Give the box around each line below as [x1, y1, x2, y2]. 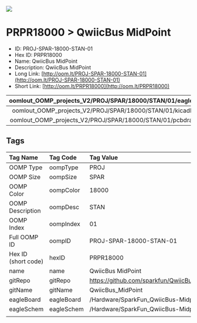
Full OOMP [9, 233, 39, 241]
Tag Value [89, 153, 118, 161]
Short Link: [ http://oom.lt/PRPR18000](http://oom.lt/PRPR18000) [14, 82, 170, 89]
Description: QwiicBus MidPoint [14, 63, 91, 70]
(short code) [9, 257, 44, 265]
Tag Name [9, 153, 38, 161]
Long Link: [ [14, 70, 44, 77]
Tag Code [49, 153, 77, 161]
